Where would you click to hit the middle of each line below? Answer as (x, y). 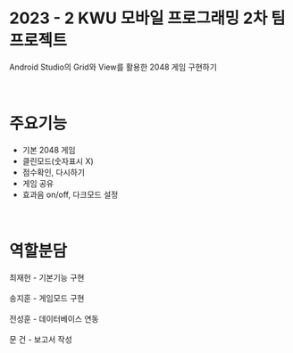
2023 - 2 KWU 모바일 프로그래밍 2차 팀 (147, 18)
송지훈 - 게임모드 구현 (47, 298)
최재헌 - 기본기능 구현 (47, 277)
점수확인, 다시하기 (53, 172)
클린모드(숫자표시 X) (58, 160)
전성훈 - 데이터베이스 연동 (54, 318)
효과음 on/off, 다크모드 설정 (70, 194)
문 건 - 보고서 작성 (41, 339)
